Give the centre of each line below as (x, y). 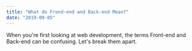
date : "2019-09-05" (31, 18)
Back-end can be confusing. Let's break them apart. (72, 41)
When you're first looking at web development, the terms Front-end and (96, 35)
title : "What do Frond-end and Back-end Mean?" (68, 12)
